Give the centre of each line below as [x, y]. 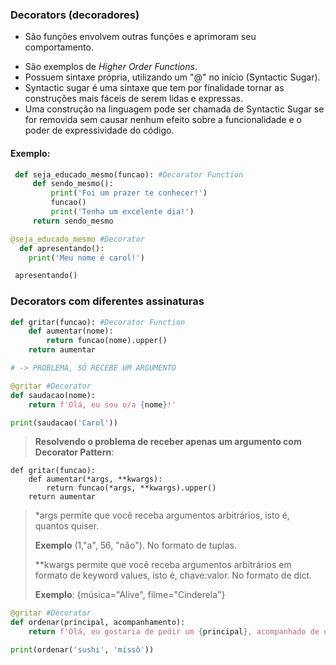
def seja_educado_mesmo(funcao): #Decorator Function [129, 174]
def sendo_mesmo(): [73, 184]
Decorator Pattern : [74, 452]
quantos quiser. [67, 526]
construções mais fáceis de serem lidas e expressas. [133, 99]
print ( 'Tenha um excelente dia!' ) [122, 212]
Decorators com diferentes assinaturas [107, 301]
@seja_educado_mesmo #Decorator [77, 239]
